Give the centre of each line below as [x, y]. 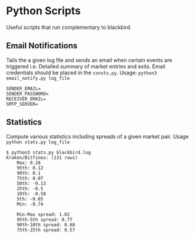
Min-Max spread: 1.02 [43, 214]
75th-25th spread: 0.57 [46, 230]
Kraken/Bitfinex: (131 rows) [42, 158]
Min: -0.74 [30, 204]
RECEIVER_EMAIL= [26, 99]
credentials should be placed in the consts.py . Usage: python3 [82, 73]
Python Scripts [43, 11]
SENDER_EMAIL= [24, 89]
